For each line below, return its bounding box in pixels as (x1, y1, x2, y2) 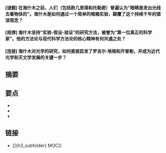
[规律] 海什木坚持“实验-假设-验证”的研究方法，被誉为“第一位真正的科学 (5, 29, 152, 35)
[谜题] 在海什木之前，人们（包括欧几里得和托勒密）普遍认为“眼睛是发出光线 (5, 4, 161, 10)
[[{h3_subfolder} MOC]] (12, 142, 61, 148)
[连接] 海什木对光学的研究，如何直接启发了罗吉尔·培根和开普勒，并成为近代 (5, 48, 160, 54)
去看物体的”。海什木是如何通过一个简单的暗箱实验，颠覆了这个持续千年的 (5, 10, 156, 17)
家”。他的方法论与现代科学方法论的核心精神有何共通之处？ (5, 35, 126, 42)
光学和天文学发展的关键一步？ (5, 54, 66, 60)
